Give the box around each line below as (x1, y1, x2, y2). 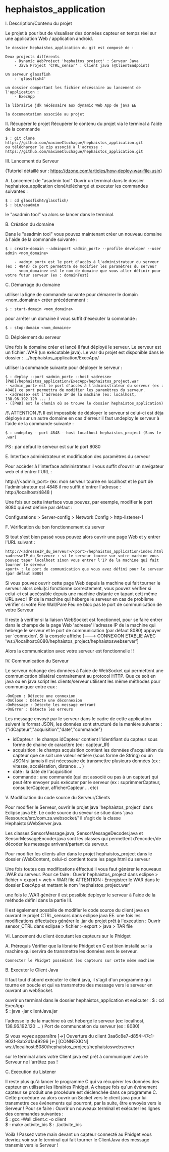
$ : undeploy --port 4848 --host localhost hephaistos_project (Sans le (5, 430, 161, 435)
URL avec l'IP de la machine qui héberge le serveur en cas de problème (5, 596, 154, 602)
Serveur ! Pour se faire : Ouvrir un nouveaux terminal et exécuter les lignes (5, 1105, 160, 1112)
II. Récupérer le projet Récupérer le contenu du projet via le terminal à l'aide (5, 120, 162, 127)
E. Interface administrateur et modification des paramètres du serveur (5, 453, 150, 459)
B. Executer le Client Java (5, 967, 59, 973)
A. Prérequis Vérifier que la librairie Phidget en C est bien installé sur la (5, 942, 152, 949)
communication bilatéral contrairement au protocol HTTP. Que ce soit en (5, 673, 156, 679)
